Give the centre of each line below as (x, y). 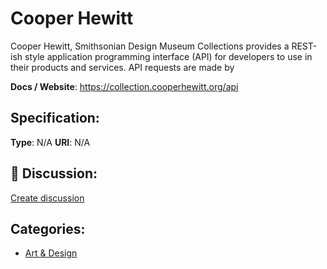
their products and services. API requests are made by (122, 67)
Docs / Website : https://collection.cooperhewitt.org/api (124, 86)
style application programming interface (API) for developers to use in (168, 56)
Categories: (48, 228)
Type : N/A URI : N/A (50, 142)
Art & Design (51, 253)
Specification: (55, 118)
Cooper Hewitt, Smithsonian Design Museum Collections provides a (150, 46)
